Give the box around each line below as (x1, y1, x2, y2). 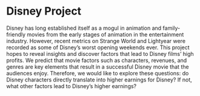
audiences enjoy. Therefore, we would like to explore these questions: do (6, 69, 189, 77)
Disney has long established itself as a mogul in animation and (6, 24, 162, 32)
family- (162, 24, 181, 32)
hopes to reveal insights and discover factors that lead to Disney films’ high (6, 50, 194, 57)
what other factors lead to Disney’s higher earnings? (6, 82, 137, 89)
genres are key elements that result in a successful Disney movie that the (6, 63, 189, 70)
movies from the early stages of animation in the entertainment (27, 30, 184, 38)
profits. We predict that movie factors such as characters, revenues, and (6, 57, 187, 64)
